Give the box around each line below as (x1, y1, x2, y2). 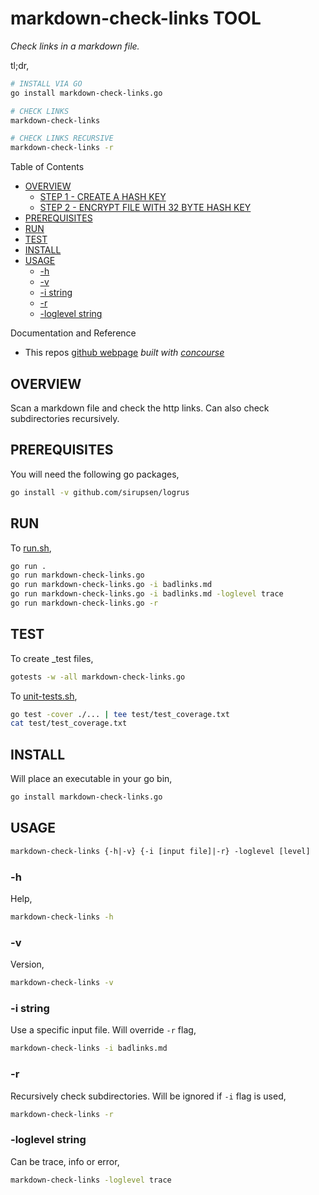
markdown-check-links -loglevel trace (10, 1175, 172, 1185)
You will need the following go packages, (10, 468, 180, 480)
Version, (10, 958, 45, 971)
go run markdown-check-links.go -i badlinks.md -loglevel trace (10, 589, 284, 599)
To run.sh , (10, 542, 52, 554)
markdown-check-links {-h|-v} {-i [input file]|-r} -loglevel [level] (10, 846, 311, 856)
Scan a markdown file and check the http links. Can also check (10, 402, 270, 414)
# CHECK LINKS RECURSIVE (10, 133, 114, 144)
